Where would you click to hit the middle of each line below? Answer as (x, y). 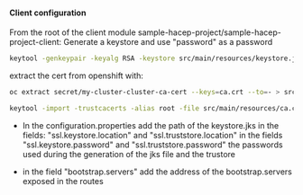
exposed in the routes (63, 181)
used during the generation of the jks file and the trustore (129, 154)
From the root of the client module (73, 32)
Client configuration (48, 13)
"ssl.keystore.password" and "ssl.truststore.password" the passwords (152, 145)
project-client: (36, 42)
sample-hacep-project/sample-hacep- (209, 32)
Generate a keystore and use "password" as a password (168, 42)
